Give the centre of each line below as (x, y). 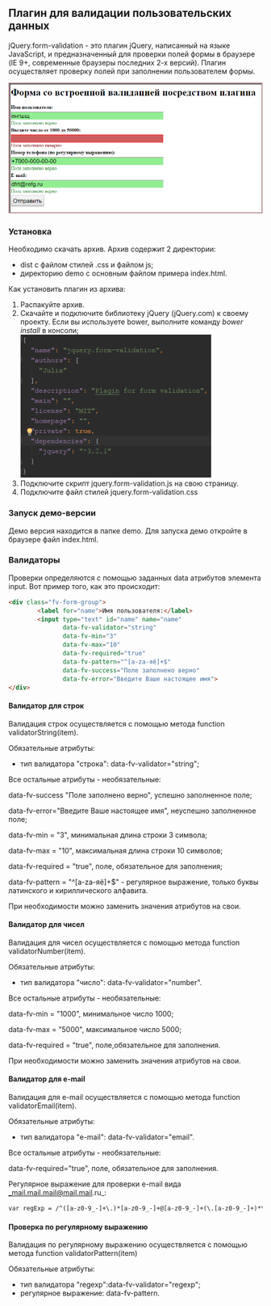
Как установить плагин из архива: (67, 289)
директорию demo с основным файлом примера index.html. (123, 273)
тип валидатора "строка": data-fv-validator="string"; (110, 764)
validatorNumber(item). (47, 951)
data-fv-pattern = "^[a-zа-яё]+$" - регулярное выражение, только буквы (133, 882)
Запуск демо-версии (52, 513)
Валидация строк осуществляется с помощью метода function (117, 723)
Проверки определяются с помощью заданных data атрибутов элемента (135, 578)
